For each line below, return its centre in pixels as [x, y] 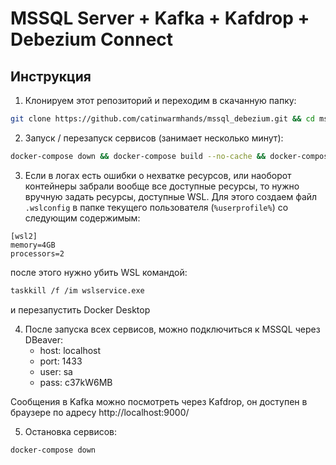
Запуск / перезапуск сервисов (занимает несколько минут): [154, 138]
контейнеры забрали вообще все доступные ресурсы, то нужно [162, 186]
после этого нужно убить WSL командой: [99, 272]
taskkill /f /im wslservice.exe [77, 290]
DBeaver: [44, 339]
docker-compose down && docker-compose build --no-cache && [138, 156]
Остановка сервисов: [71, 431]
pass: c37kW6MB [76, 382]
